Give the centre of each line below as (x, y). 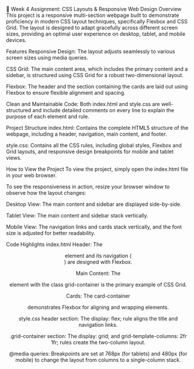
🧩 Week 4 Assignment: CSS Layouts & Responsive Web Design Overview (94, 9)
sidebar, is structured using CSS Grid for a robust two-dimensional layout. (95, 75)
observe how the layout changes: (46, 193)
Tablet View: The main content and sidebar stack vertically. (77, 215)
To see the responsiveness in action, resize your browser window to (88, 187)
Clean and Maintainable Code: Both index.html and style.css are (83, 104)
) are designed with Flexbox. (98, 262)
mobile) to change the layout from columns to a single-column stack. (98, 360)
